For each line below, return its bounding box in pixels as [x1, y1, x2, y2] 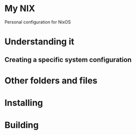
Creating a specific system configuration [4, 56, 132, 64]
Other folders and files [4, 75, 98, 86]
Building [4, 120, 39, 131]
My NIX [4, 3, 35, 14]
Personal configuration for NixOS [4, 19, 71, 25]
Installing [4, 97, 43, 108]
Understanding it [4, 36, 75, 47]
